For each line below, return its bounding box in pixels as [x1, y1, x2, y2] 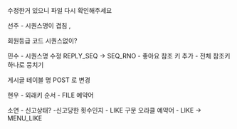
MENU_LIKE [7, 114, 43, 123]
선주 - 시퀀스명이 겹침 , [7, 21, 71, 30]
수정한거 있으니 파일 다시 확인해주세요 [7, 6, 112, 14]
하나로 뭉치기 [7, 61, 44, 69]
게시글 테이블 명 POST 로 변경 [7, 76, 91, 84]
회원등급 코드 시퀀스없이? [7, 36, 78, 45]
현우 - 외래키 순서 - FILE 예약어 [7, 91, 94, 99]
